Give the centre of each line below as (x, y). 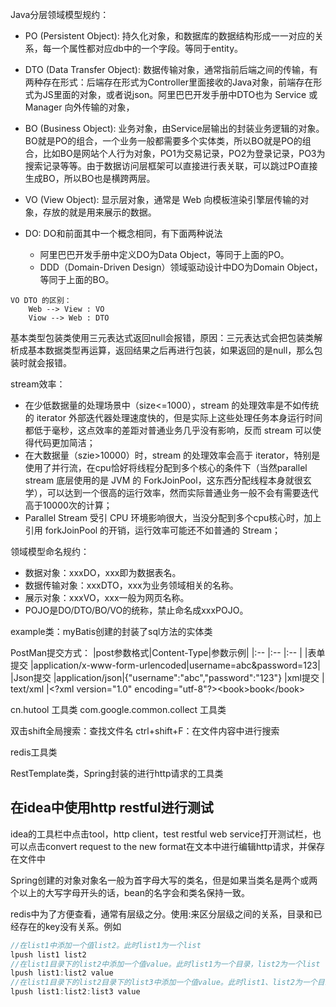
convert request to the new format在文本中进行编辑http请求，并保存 (185, 846)
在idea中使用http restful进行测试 (112, 808)
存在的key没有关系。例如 (70, 926)
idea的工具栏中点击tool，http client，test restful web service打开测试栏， (161, 834)
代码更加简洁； (64, 442)
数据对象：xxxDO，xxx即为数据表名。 (103, 572)
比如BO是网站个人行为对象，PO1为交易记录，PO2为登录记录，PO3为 (184, 153)
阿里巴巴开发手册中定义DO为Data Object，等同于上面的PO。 (164, 254)
